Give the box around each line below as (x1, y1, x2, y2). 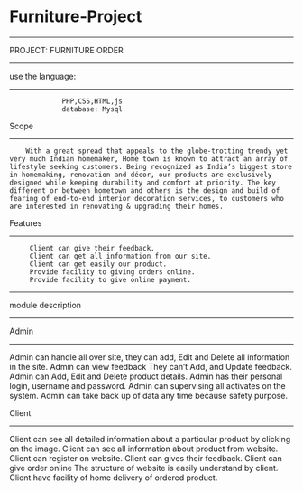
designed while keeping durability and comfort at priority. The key (9, 178, 277, 187)
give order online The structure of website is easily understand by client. (9, 462, 279, 473)
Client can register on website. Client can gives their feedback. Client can (9, 452, 282, 463)
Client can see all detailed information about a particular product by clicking (9, 433, 291, 444)
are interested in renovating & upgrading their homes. (9, 202, 224, 211)
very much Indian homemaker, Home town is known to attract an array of (9, 154, 289, 164)
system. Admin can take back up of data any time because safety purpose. (9, 390, 289, 401)
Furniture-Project (9, 6, 142, 27)
